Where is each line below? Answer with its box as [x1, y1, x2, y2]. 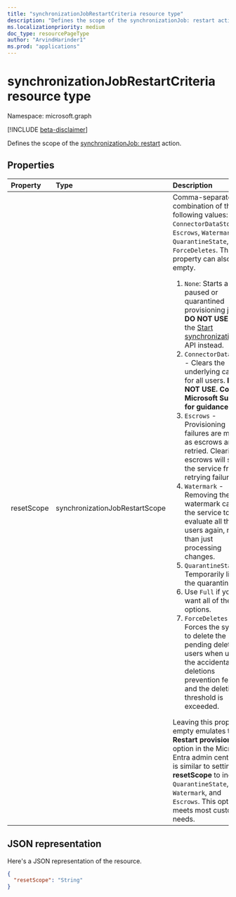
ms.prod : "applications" [7, 43, 80, 50]
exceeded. [184, 701, 220, 711]
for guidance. [184, 402, 230, 412]
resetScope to [172, 769, 221, 779]
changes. [184, 551, 216, 561]
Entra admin [172, 752, 213, 762]
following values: [172, 209, 228, 219]
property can [172, 254, 216, 264]
